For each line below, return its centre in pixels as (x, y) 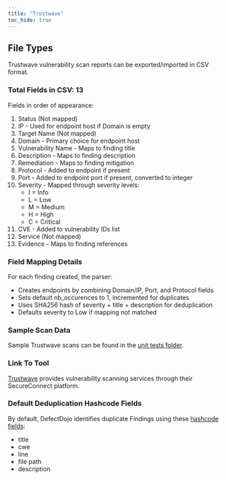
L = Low (40, 199)
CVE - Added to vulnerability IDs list (69, 229)
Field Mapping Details (45, 262)
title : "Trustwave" (36, 14)
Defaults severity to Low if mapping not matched (87, 312)
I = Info (38, 192)
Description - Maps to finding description (76, 155)
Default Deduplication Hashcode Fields (75, 404)
